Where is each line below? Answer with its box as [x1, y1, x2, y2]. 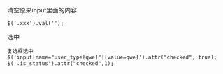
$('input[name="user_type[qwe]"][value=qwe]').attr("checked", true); [7, 54, 217, 61]
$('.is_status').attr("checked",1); [7, 60, 114, 67]
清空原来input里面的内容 [7, 6, 78, 14]
